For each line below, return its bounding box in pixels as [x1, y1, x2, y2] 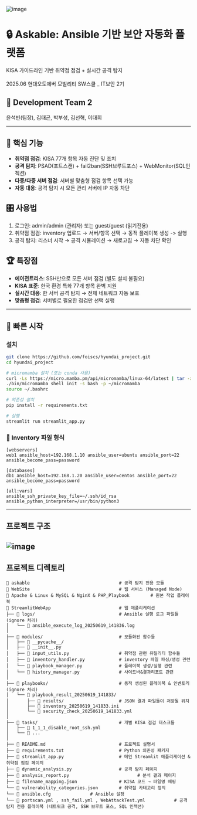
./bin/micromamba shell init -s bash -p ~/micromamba [6, 381, 141, 387]
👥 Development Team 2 [6, 97, 93, 108]
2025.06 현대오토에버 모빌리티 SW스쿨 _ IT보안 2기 [6, 80, 125, 87]
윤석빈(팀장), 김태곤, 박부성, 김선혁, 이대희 [6, 114, 103, 121]
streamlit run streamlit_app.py [6, 418, 85, 425]
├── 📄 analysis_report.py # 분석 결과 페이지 [6, 772, 176, 778]
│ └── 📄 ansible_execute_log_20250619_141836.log [6, 622, 135, 629]
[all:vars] [6, 488, 33, 494]
